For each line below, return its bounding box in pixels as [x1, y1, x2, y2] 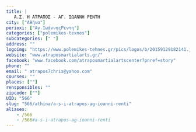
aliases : [6, 106, 27, 112]
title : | [6, 8, 27, 15]
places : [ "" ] [6, 79, 38, 85]
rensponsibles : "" [6, 85, 51, 91]
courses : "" [6, 74, 35, 79]
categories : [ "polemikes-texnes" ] [6, 30, 90, 36]
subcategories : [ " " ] [6, 36, 59, 41]
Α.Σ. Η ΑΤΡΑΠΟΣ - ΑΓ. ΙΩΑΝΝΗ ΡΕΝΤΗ [13, 14, 100, 20]
